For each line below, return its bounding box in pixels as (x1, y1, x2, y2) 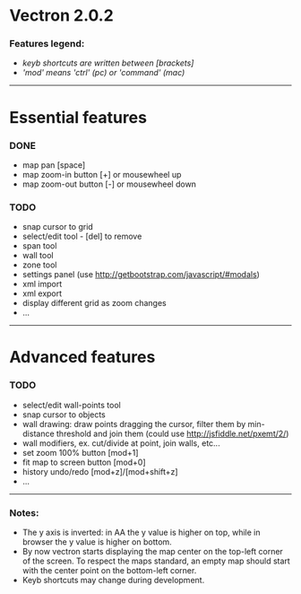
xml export (21, 288, 63, 299)
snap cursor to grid (21, 222, 94, 232)
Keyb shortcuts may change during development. (21, 575, 205, 586)
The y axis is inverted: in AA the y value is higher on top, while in (21, 527, 261, 538)
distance (21, 428, 56, 439)
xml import (21, 279, 63, 290)
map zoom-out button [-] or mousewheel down (21, 179, 197, 189)
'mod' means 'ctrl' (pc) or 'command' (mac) (21, 67, 185, 78)
